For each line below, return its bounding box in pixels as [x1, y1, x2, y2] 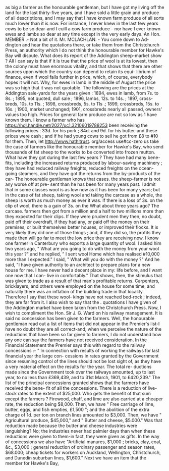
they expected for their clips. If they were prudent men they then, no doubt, [5, 214, 162, 219]
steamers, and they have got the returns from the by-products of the [18, 171, 160, 176]
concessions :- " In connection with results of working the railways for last [5, 348, 160, 353]
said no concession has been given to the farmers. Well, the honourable [5, 316, 155, 321]
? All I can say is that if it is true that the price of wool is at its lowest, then [5, 58, 158, 64]
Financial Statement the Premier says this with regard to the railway [5, 342, 145, 348]
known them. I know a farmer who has [5, 117, 85, 123]
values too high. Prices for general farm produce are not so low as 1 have [5, 112, 157, 118]
